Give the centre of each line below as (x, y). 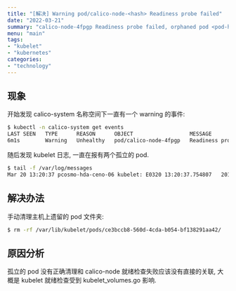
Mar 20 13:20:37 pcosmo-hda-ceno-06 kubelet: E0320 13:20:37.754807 (110, 175)
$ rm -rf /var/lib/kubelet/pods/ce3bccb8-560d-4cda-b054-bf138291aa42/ (114, 230)
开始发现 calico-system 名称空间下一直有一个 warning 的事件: (96, 114)
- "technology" (29, 66)
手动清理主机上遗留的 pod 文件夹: (55, 216)
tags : (15, 40)
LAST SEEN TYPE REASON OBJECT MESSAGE (110, 134)
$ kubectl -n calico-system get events (66, 128)
